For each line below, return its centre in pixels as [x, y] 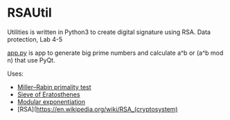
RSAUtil [29, 13]
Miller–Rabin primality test [54, 87]
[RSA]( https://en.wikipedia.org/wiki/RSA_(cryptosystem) [97, 109]
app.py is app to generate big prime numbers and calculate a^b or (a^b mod [115, 53]
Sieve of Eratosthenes [48, 94]
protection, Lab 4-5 [35, 39]
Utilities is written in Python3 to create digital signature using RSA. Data [109, 32]
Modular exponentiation [51, 101]
